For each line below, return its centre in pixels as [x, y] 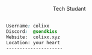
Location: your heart [33, 42]
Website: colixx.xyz [33, 37]
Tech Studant [69, 9]
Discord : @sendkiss [32, 31]
